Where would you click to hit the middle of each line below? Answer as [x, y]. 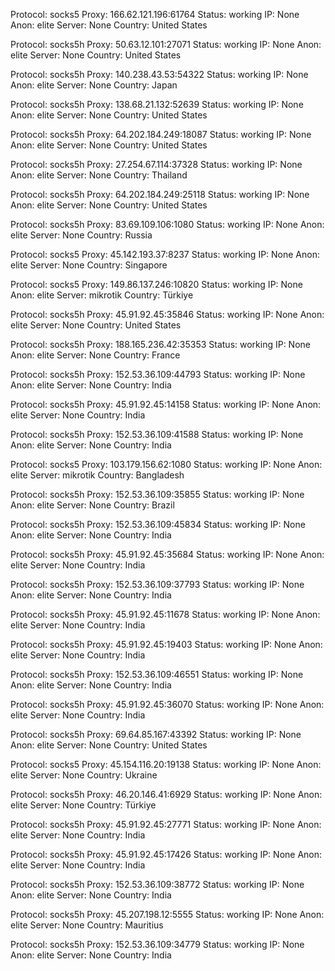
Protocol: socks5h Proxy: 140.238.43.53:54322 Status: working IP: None [159, 74]
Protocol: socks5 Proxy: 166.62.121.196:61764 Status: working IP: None [155, 14]
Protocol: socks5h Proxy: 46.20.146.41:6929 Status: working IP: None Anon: [166, 794]
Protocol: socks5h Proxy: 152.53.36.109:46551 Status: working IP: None [157, 674]
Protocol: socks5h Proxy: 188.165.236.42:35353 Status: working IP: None [160, 344]
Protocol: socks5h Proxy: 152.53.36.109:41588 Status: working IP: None [157, 434]
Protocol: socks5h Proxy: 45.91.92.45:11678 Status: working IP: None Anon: [165, 614]
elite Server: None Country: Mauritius [87, 925]
